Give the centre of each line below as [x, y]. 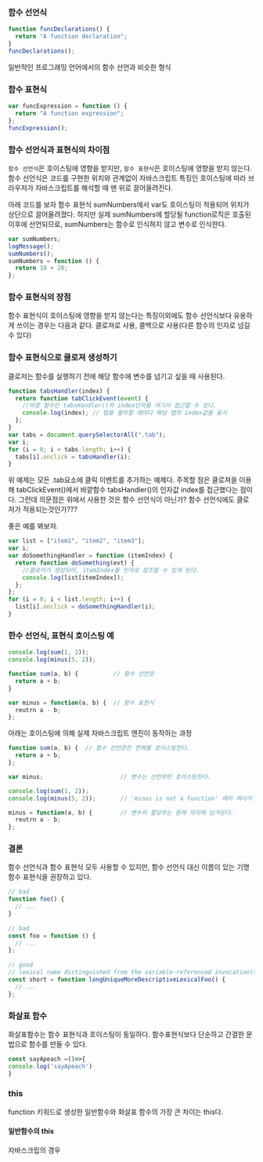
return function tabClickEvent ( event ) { [82, 398]
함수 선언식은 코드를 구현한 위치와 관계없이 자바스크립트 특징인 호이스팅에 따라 [127, 177]
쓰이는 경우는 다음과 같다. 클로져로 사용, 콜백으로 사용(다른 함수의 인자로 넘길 [133, 325]
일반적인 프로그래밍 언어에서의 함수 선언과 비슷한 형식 [90, 67]
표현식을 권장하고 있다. [57, 877]
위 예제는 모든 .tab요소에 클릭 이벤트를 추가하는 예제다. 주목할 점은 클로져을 [122, 480]
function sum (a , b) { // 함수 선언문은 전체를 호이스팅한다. [99, 748]
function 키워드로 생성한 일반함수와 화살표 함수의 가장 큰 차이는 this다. [116, 1112]
